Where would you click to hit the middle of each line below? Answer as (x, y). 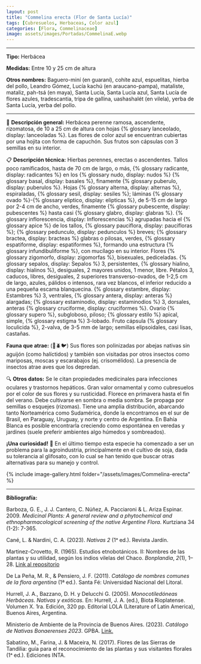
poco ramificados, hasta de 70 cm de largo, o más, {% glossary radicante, (98, 169)
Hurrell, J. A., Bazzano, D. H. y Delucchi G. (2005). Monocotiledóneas (92, 594)
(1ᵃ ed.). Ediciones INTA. (36, 655)
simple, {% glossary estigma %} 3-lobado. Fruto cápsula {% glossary (92, 321)
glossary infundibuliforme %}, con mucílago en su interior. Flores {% (91, 251)
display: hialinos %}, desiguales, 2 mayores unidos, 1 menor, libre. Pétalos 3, (100, 270)
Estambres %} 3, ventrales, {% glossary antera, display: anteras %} (89, 296)
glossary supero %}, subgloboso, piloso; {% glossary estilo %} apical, (92, 315)
